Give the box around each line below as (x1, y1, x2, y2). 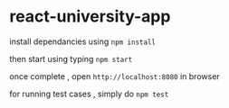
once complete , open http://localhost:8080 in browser (9, 70, 220, 82)
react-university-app (9, 6, 171, 27)
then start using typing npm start (9, 53, 133, 64)
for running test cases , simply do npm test (9, 88, 169, 99)
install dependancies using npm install (9, 36, 157, 47)
